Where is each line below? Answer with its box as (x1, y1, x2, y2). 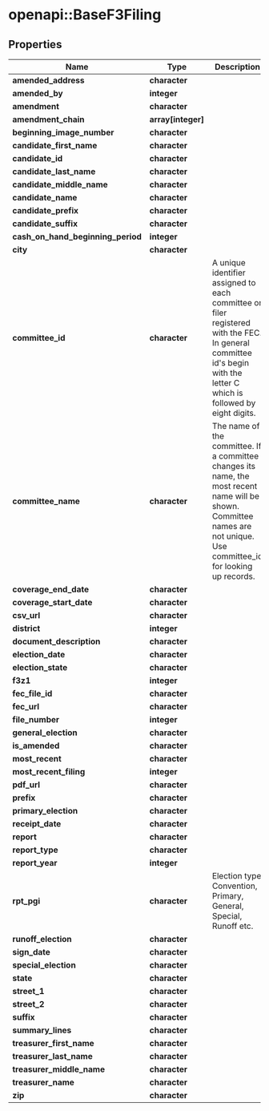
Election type (211, 871, 262, 881)
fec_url (12, 701, 40, 712)
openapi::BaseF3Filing (8, 6, 162, 24)
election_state (12, 662, 68, 673)
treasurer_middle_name (12, 1064, 106, 1075)
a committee (211, 450, 259, 462)
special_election (12, 959, 76, 971)
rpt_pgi (12, 895, 41, 907)
